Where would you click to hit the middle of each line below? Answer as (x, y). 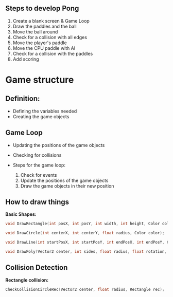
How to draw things (37, 202)
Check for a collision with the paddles (53, 53)
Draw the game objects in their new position (67, 186)
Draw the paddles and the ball (45, 26)
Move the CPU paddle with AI (44, 48)
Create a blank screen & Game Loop (51, 21)
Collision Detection (37, 267)
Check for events (39, 175)
